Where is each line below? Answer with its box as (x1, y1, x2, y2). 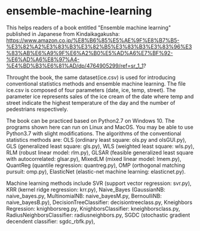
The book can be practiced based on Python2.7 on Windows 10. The (6, 117, 175, 124)
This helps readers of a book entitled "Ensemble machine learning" (6, 24, 171, 31)
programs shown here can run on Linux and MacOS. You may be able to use (6, 123, 194, 130)
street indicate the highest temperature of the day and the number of (6, 99, 176, 106)
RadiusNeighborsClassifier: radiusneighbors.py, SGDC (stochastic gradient (6, 211, 190, 218)
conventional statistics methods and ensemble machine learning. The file (6, 80, 186, 87)
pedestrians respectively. (6, 105, 69, 113)
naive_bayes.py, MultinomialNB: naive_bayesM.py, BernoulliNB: (6, 192, 162, 199)
